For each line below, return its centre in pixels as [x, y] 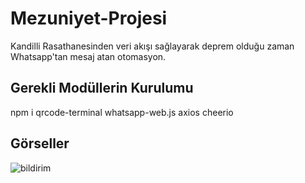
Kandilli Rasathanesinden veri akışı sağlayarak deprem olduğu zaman [152, 46]
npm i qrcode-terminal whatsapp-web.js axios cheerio [122, 112]
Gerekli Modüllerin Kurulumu [102, 88]
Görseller [40, 143]
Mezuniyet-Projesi [89, 18]
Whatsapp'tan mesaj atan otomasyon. [88, 56]
